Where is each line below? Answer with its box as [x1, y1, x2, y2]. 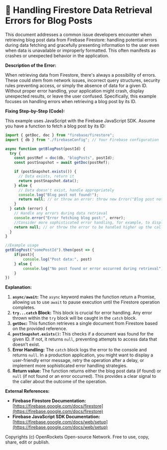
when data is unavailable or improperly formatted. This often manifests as [5, 47, 156, 53]
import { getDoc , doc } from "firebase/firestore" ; [5, 132, 114, 137]
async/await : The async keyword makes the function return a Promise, [12, 294, 156, 300]
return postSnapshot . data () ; [18, 178, 79, 183]
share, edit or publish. [5, 439, 50, 445]
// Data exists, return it [18, 174, 75, 179]
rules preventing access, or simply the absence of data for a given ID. [5, 82, 148, 89]
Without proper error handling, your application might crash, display [5, 88, 144, 94]
